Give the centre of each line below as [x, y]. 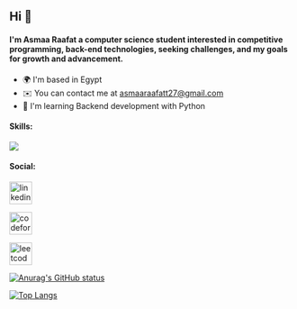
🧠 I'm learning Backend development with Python [113, 105]
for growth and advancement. [66, 59]
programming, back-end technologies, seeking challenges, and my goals [148, 49]
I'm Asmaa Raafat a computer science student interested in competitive [146, 39]
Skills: [21, 126]
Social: [22, 167]
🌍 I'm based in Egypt [62, 79]
